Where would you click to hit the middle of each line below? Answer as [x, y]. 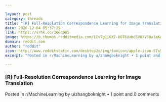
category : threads [24, 19]
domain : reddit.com [25, 42]
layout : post [19, 14]
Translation [19, 83]
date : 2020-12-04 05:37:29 [33, 28]
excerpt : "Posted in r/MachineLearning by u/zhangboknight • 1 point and [83, 55]
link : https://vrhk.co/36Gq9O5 [37, 33]
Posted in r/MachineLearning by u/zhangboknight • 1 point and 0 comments [82, 94]
